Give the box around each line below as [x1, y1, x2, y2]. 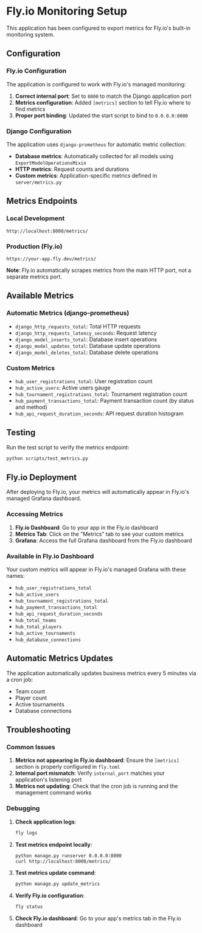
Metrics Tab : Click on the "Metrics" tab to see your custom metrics [15, 530, 184, 538]
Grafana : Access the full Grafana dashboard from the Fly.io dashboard [15, 536, 193, 544]
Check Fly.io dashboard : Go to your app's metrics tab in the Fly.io [15, 915, 181, 922]
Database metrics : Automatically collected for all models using [15, 152, 173, 159]
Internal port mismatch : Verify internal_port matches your [15, 769, 165, 777]
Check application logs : [15, 818, 77, 825]
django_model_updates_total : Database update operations [15, 342, 161, 349]
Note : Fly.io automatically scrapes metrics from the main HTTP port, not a [6, 266, 192, 274]
